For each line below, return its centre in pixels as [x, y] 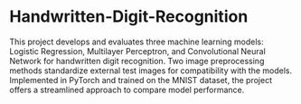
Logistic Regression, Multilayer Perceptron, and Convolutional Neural [138, 51]
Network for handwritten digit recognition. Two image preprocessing [137, 61]
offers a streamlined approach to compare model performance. [127, 90]
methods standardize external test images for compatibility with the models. [151, 71]
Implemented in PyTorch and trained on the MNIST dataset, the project [141, 80]
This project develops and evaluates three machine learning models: [136, 42]
